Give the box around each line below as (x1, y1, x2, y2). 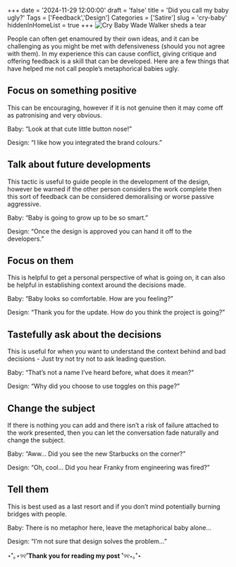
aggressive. (7, 200, 42, 208)
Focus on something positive (7, 84, 137, 97)
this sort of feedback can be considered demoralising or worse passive (7, 192, 214, 200)
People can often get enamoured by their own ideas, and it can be (7, 34, 199, 43)
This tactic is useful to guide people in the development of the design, (7, 177, 210, 186)
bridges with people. (7, 509, 67, 518)
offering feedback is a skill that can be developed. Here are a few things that (7, 57, 229, 65)
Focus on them (7, 255, 74, 267)
